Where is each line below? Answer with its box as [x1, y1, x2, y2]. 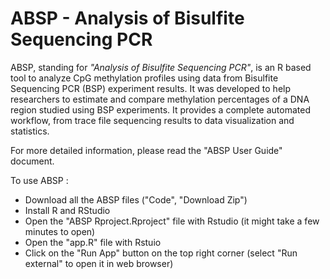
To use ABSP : [10, 174, 69, 186]
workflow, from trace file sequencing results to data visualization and [10, 114, 295, 126]
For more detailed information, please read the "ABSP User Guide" [10, 144, 283, 156]
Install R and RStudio [24, 204, 111, 216]
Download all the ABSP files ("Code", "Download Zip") [24, 193, 248, 206]
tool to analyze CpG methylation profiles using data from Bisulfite [10, 72, 279, 84]
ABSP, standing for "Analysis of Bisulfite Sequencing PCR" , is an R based [10, 61, 312, 73]
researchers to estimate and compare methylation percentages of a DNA [10, 93, 310, 105]
